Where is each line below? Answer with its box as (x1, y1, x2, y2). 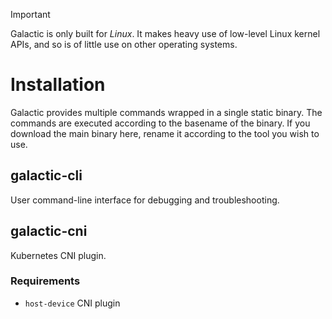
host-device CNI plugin (24, 297, 121, 309)
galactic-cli (10, 167, 83, 184)
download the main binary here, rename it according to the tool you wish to (10, 127, 320, 139)
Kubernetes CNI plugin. (10, 249, 107, 261)
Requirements (10, 274, 81, 288)
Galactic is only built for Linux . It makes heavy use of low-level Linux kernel (10, 28, 321, 39)
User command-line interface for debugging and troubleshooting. (10, 194, 280, 206)
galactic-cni (10, 223, 88, 240)
